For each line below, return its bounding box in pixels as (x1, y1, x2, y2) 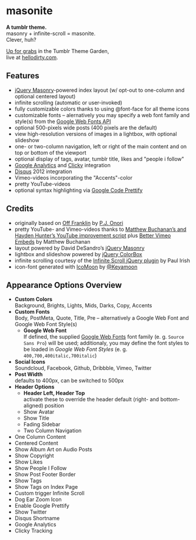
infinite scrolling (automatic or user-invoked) (14, 99, 122, 106)
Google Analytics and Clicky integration (14, 161, 111, 168)
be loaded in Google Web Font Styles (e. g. (23, 346, 128, 353)
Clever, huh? (6, 36, 36, 43)
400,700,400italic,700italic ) (23, 352, 97, 359)
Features (6, 71, 39, 81)
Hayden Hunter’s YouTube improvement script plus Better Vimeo (14, 231, 171, 239)
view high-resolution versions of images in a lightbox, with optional (14, 130, 177, 137)
